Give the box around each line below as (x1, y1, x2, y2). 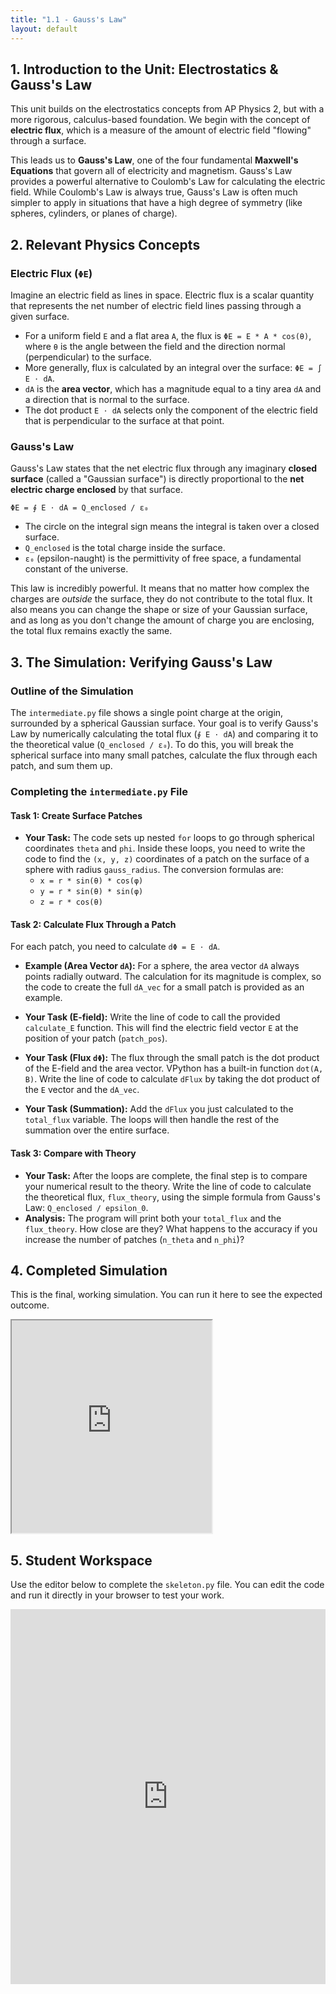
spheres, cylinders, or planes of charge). (10, 207, 178, 220)
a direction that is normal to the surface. (24, 394, 190, 405)
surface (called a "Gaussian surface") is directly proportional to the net (10, 473, 305, 485)
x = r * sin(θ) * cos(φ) (39, 876, 144, 886)
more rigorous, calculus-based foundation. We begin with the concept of (10, 114, 311, 126)
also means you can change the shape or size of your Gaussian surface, (10, 604, 308, 616)
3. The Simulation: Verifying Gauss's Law (10, 654, 273, 671)
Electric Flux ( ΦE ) (10, 266, 93, 280)
